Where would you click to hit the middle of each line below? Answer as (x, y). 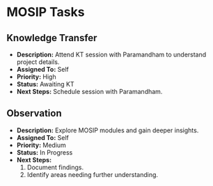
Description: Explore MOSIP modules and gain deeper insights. (108, 130)
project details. (38, 62)
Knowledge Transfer (52, 38)
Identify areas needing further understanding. (92, 174)
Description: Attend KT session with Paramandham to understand (111, 54)
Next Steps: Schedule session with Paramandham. (89, 92)
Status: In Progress (45, 152)
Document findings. (55, 167)
